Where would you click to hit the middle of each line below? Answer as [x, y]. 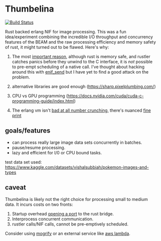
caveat [16, 188]
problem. [21, 77]
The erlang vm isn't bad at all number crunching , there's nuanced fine [81, 110]
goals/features [28, 131]
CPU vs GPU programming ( [40, 96]
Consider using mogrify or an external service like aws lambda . [68, 233]
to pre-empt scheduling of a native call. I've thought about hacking [78, 67]
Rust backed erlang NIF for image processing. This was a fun [66, 31]
